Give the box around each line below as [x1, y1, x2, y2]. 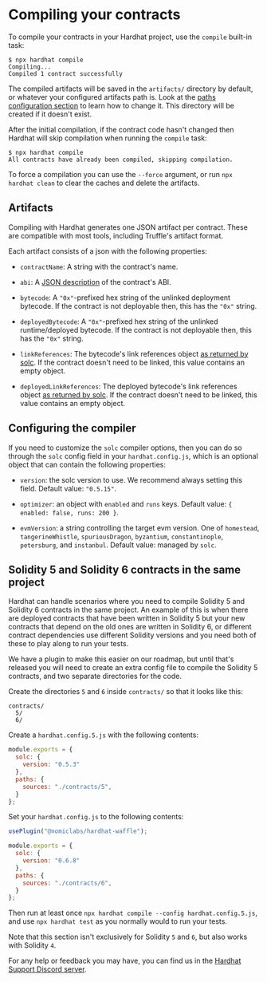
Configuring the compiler [8, 421, 137, 436]
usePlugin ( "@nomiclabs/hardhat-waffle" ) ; [8, 827, 148, 835]
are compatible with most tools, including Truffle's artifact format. [8, 231, 224, 240]
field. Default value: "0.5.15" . [19, 483, 117, 493]
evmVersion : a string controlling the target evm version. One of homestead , [19, 523, 260, 532]
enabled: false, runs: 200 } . [19, 507, 120, 517]
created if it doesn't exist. [8, 109, 92, 119]
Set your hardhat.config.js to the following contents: [8, 812, 184, 822]
